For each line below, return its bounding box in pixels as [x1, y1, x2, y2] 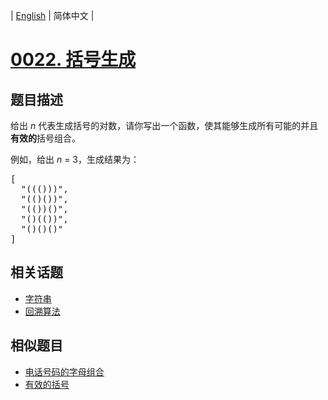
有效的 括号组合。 [10, 132, 81, 144]
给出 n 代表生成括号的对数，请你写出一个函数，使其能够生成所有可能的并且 [10, 120, 319, 131]
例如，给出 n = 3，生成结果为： [10, 154, 140, 165]
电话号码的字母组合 [24, 365, 105, 378]
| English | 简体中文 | [10, 10, 95, 21]
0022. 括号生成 [10, 49, 137, 71]
